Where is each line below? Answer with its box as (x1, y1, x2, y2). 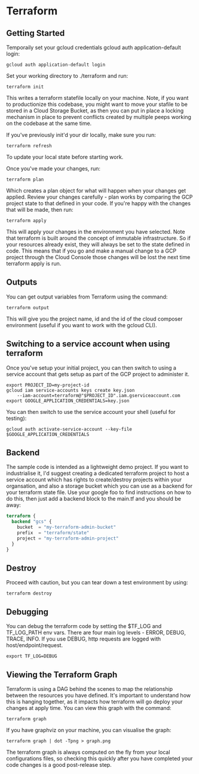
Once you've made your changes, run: (6, 165, 100, 172)
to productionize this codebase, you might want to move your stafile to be (6, 100, 188, 108)
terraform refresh (6, 143, 52, 149)
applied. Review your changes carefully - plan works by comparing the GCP (6, 193, 193, 200)
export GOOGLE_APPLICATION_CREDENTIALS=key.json (6, 398, 130, 404)
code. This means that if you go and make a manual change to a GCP (6, 247, 177, 254)
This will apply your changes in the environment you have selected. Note (6, 228, 185, 235)
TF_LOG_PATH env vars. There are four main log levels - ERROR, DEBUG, (6, 629, 186, 636)
